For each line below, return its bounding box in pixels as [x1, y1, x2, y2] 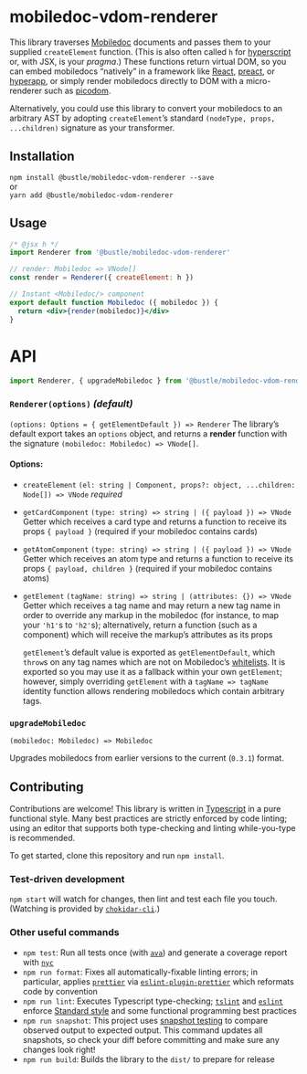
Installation [9, 149, 75, 164]
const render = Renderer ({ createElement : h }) [9, 273, 195, 282]
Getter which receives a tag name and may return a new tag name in [22, 600, 281, 611]
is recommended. [9, 832, 76, 843]
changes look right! [22, 1044, 96, 1055]
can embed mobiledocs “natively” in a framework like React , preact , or [9, 66, 276, 77]
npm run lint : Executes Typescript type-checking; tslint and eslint [22, 995, 283, 1006]
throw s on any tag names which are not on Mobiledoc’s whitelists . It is [22, 656, 286, 668]
